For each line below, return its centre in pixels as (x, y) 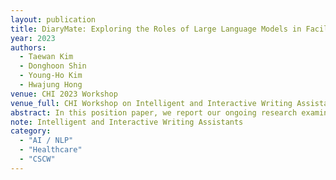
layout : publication (53, 19)
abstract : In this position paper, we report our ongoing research (154, 112)
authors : (28, 47)
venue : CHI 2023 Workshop (64, 94)
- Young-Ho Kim (51, 76)
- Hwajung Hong (51, 85)
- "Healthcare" (51, 150)
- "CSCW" (37, 159)
